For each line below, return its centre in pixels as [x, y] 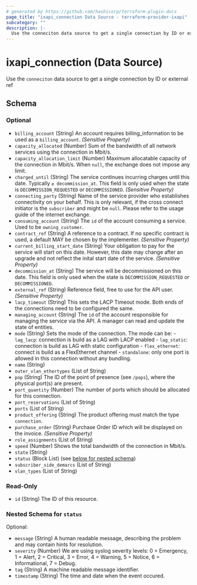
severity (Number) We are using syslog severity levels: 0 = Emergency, [101, 551]
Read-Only [22, 486]
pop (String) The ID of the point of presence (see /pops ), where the [95, 377]
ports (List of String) [39, 408]
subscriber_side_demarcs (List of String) [63, 464]
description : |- [26, 28]
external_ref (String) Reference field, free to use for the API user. [94, 290]
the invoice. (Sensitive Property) [53, 433]
